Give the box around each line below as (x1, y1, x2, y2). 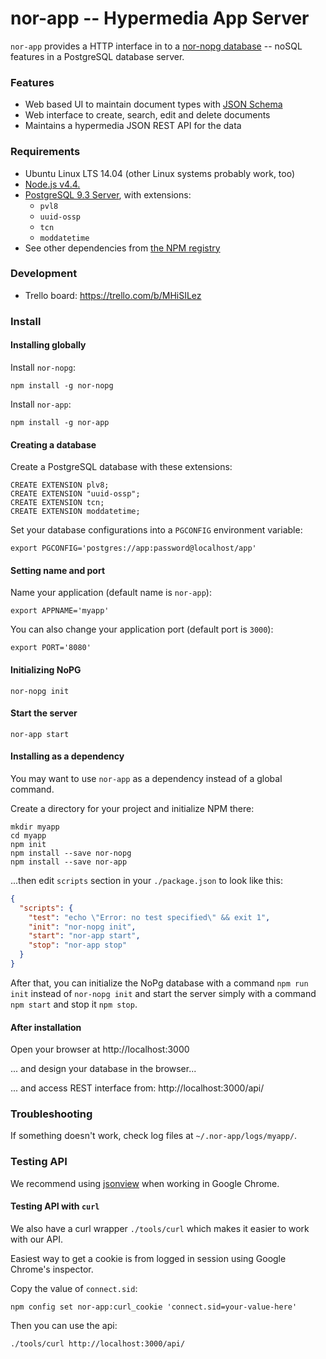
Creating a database (10, 438, 97, 451)
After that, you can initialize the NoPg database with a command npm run (10, 977, 309, 989)
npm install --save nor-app (10, 857, 128, 867)
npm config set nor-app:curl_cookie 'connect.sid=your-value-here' (10, 1302, 298, 1312)
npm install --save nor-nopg (10, 848, 132, 858)
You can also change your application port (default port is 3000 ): (10, 623, 274, 636)
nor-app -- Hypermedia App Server (10, 7, 310, 30)
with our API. (10, 1233, 63, 1245)
